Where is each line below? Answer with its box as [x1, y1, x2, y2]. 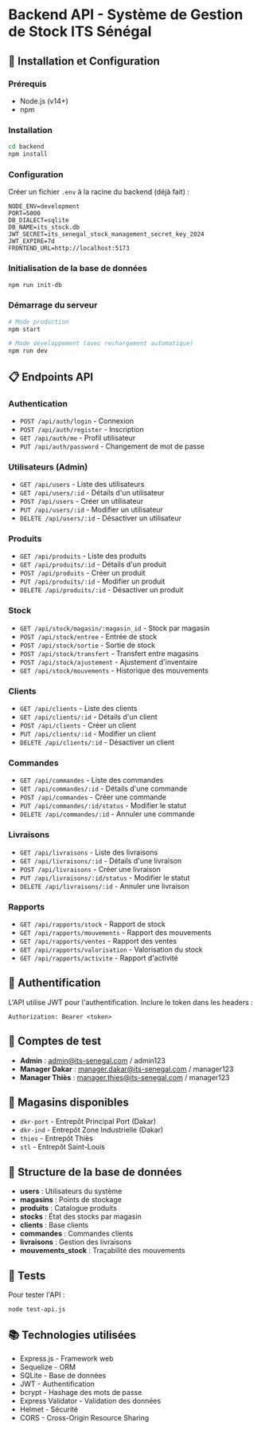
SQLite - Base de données [19, 1370, 107, 1380]
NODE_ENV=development [8, 202, 80, 210]
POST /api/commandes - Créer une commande [19, 792, 167, 802]
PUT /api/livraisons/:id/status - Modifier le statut [19, 873, 190, 882]
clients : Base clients [19, 1220, 89, 1230]
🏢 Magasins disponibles [8, 1095, 130, 1109]
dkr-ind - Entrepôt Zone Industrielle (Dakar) [19, 1126, 164, 1135]
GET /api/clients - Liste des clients [19, 704, 138, 713]
